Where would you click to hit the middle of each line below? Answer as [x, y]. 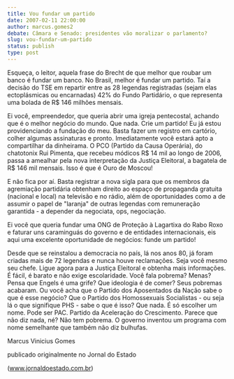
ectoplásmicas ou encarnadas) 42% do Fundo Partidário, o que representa [115, 94]
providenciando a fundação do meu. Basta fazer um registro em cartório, [112, 131]
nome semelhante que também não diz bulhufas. [78, 327]
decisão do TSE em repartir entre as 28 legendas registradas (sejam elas [112, 87]
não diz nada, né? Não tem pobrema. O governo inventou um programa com [117, 320]
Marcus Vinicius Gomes [41, 341]
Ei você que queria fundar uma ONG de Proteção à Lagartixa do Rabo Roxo [115, 224]
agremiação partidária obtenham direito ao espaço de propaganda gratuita [115, 189]
